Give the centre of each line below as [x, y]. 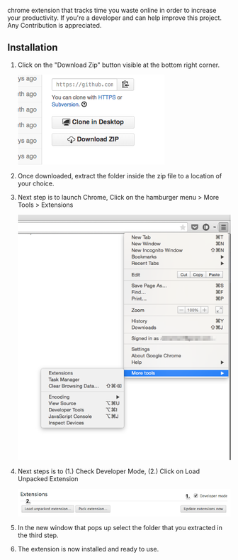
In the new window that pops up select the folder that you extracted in [120, 527]
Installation [33, 48]
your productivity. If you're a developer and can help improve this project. [114, 18]
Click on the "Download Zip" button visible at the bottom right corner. [119, 65]
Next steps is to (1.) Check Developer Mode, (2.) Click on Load [109, 471]
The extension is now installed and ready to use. [88, 549]
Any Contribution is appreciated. [55, 25]
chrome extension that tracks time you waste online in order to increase [112, 10]
